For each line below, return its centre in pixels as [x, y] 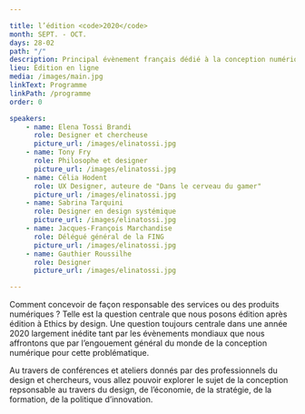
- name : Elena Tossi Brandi [79, 127]
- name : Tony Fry [59, 152]
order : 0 [26, 102]
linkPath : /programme [50, 93]
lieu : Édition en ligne [54, 68]
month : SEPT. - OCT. [49, 34]
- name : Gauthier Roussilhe [79, 254]
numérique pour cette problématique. [79, 353]
